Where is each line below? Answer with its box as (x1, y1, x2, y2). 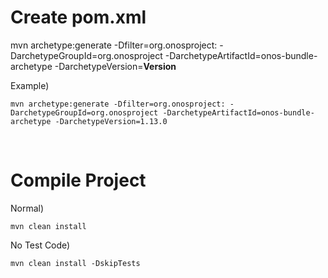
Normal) (10, 202, 45, 214)
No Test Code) (10, 239, 71, 251)
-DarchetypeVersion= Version (54, 60, 177, 72)
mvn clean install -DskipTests (10, 258, 141, 268)
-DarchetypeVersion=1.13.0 (54, 116, 168, 126)
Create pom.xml (10, 6, 147, 29)
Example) (10, 79, 50, 91)
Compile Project (10, 169, 147, 192)
